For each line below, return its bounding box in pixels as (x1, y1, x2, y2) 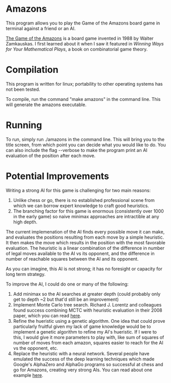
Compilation (6, 64, 59, 75)
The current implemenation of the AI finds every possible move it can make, (6, 228, 165, 235)
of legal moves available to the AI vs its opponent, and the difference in (6, 250, 155, 257)
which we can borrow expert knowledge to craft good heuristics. (13, 202, 149, 209)
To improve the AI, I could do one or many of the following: (6, 281, 129, 287)
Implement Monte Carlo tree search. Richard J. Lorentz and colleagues (13, 301, 162, 308)
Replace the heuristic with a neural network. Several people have (13, 350, 150, 356)
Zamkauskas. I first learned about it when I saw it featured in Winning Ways (6, 40, 164, 46)
